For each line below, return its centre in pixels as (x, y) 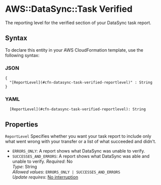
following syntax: (22, 55)
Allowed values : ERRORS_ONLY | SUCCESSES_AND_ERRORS (66, 172)
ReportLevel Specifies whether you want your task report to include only (78, 136)
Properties (22, 124)
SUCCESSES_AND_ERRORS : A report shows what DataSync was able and (81, 156)
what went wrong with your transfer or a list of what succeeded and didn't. (80, 142)
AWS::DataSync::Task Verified (69, 9)
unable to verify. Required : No (42, 161)
